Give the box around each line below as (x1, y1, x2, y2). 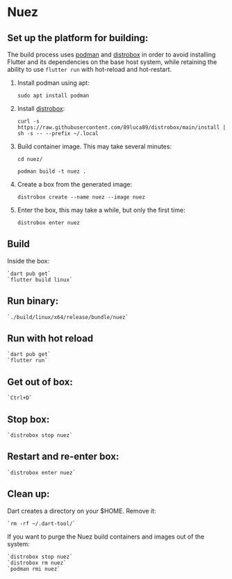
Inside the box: (7, 256, 50, 265)
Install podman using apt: (17, 79, 90, 87)
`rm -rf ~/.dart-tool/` (7, 520, 76, 527)
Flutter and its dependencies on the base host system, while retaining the (7, 58, 217, 66)
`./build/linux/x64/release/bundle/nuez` (7, 314, 129, 321)
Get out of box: (7, 376, 73, 387)
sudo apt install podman (17, 92, 90, 99)
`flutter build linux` (7, 276, 73, 283)
